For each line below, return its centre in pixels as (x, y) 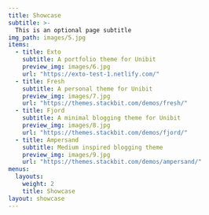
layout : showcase (37, 198)
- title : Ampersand (47, 140)
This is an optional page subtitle (73, 30)
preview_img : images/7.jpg (66, 96)
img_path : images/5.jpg (47, 37)
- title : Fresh (40, 81)
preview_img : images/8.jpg (66, 125)
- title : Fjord (40, 111)
